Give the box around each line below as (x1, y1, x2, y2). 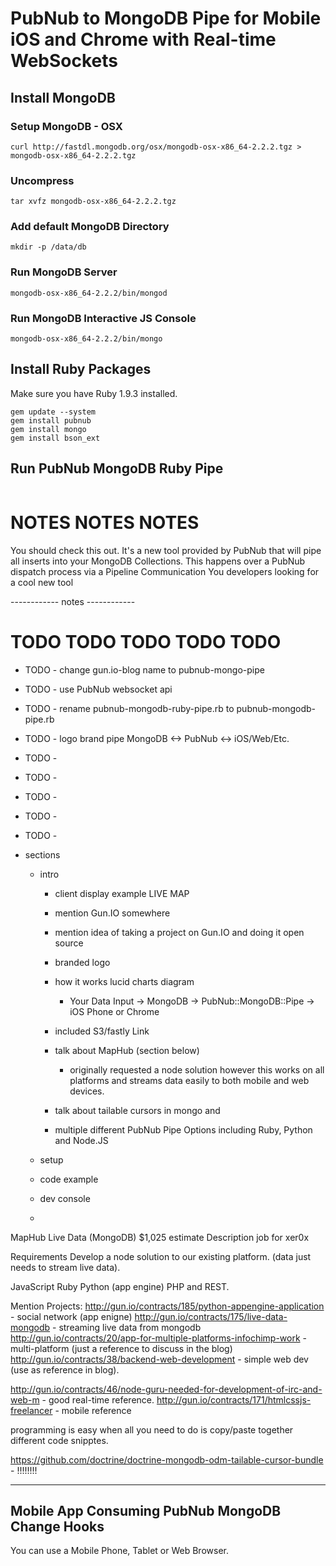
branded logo (54, 956, 111, 968)
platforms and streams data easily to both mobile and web (69, 1074, 310, 1086)
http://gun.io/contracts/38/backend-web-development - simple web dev (10, 1353, 309, 1365)
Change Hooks (10, 1518, 105, 1535)
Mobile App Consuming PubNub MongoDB (10, 1502, 282, 1519)
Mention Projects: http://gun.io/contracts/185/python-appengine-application (10, 1300, 325, 1312)
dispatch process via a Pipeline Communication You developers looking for (10, 565, 320, 577)
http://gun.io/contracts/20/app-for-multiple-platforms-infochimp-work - (10, 1332, 307, 1344)
